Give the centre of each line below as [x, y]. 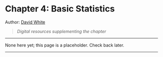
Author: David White [25, 22]
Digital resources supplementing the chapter [62, 31]
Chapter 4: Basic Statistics [60, 9]
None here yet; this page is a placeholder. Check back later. [65, 45]
